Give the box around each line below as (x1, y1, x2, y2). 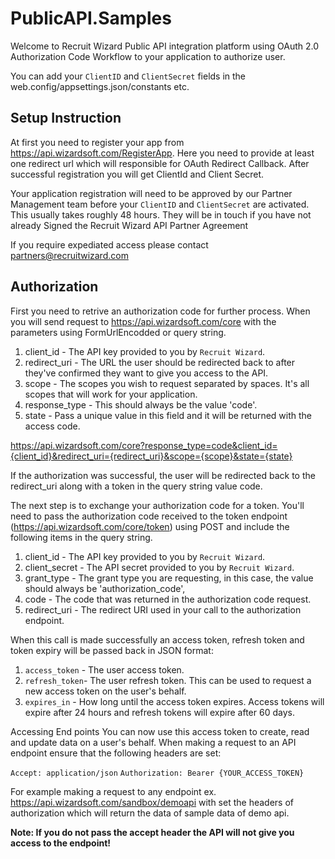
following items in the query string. (10, 531, 153, 543)
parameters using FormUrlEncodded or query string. (10, 326, 227, 338)
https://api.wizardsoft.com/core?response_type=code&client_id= (10, 439, 278, 451)
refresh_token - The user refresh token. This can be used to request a (24, 674, 312, 686)
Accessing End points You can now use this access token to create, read (10, 725, 310, 737)
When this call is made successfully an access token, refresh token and (10, 633, 305, 646)
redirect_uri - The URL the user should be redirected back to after (24, 356, 296, 368)
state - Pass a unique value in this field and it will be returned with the (24, 409, 313, 421)
